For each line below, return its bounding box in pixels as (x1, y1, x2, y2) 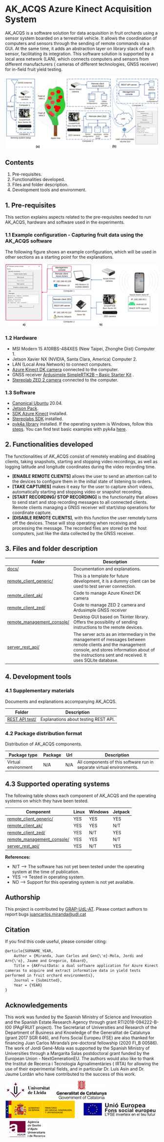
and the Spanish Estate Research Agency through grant (5, 1019, 117, 1025)
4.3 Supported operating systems (5, 780, 110, 788)
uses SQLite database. (73, 657, 119, 663)
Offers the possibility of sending (73, 619, 138, 625)
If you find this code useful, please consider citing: (5, 939, 107, 944)
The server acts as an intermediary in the (73, 631, 156, 637)
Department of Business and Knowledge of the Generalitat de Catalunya (5, 1030, 150, 1035)
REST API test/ (7, 717, 37, 722)
